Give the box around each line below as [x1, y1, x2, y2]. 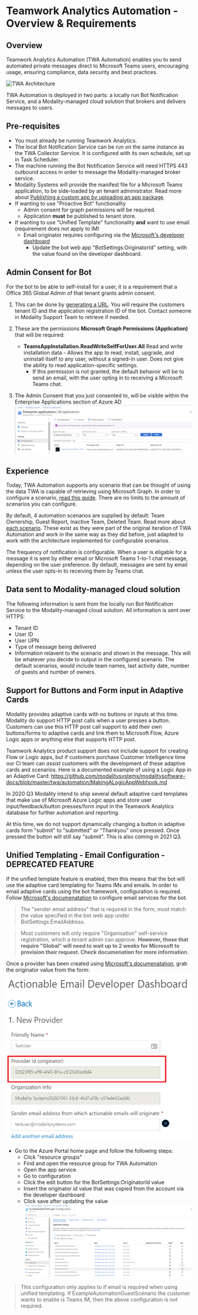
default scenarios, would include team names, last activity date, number [14, 662, 190, 669]
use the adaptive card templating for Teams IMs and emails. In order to [6, 881, 178, 889]
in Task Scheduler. [14, 156, 60, 163]
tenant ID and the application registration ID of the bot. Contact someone [14, 307, 192, 314]
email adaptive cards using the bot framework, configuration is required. [6, 888, 181, 895]
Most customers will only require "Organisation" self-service [20, 930, 168, 937]
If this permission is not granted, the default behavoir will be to [32, 368, 184, 375]
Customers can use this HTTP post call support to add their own [6, 723, 162, 730]
